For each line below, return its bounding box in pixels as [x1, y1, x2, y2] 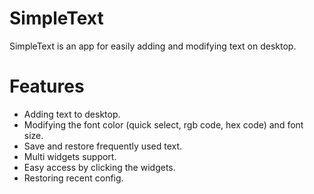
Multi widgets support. [23, 150, 117, 162]
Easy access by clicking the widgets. [23, 161, 176, 173]
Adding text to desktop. [23, 108, 121, 120]
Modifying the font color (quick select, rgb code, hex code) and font [23, 118, 304, 131]
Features [9, 75, 85, 98]
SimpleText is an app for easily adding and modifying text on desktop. [9, 40, 297, 52]
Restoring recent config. [23, 172, 124, 184]
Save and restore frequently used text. [23, 140, 183, 152]
